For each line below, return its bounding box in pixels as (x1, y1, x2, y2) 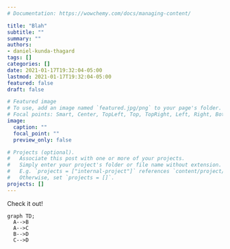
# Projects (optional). (7, 148, 75, 156)
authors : (7, 42, 32, 49)
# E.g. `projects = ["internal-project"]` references (7, 168, 170, 175)
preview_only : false (13, 136, 72, 144)
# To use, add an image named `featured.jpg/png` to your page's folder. (7, 105, 222, 112)
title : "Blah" (7, 22, 48, 29)
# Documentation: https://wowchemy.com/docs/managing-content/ (7, 10, 192, 17)
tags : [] (7, 54, 32, 62)
